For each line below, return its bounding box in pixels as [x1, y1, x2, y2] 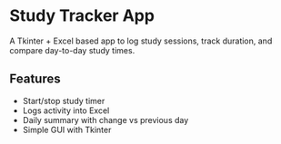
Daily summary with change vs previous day [22, 114, 189, 125]
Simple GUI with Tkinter [22, 124, 112, 135]
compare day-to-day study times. [9, 44, 135, 55]
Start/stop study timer [22, 95, 105, 106]
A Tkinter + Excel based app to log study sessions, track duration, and [9, 35, 273, 46]
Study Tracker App [9, 5, 155, 26]
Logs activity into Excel [22, 105, 110, 116]
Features [9, 72, 61, 87]
